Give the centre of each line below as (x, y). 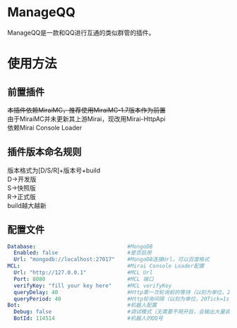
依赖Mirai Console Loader (45, 127)
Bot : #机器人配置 (82, 305)
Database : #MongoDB (80, 246)
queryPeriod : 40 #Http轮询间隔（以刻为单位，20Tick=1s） (124, 299)
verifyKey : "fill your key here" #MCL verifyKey (93, 286)
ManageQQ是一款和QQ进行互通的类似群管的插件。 (81, 32)
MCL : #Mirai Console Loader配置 (106, 266)
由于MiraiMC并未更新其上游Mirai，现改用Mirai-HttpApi (86, 119)
